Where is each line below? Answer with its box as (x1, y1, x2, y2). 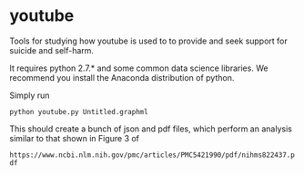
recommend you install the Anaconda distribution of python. (9, 72, 235, 83)
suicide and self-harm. (9, 44, 94, 55)
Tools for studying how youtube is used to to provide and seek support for (9, 35, 289, 46)
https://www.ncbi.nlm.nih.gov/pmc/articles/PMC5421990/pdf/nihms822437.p (9, 151, 296, 160)
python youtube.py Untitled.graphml (9, 107, 148, 116)
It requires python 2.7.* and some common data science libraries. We (9, 63, 269, 73)
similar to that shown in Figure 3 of (9, 132, 139, 143)
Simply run (9, 90, 50, 101)
